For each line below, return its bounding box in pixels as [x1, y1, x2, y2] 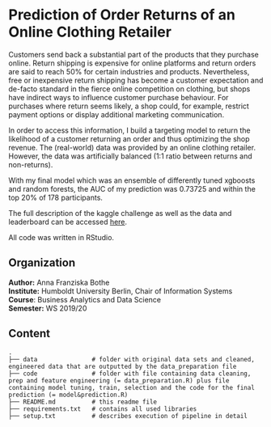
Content [8, 327, 51, 340]
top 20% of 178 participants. [8, 192, 104, 202]
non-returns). [8, 159, 53, 169]
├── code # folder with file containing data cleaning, [8, 370, 252, 378]
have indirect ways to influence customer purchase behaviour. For [8, 92, 229, 102]
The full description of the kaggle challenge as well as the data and [8, 208, 232, 218]
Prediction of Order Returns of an [8, 6, 236, 24]
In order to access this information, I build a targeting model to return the [8, 125, 251, 135]
